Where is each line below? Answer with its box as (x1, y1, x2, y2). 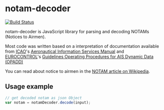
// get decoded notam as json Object (5, 95, 82, 100)
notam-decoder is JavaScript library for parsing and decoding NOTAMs (5, 28, 149, 34)
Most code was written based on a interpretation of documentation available (5, 43, 159, 49)
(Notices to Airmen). (5, 34, 46, 40)
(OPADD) (5, 59, 23, 65)
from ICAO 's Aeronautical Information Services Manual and (5, 48, 124, 54)
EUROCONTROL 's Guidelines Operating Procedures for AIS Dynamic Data (5, 53, 154, 59)
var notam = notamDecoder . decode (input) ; (5, 100, 91, 105)
